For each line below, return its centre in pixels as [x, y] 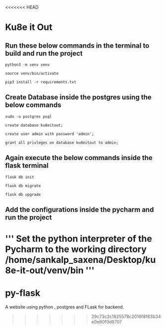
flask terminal [27, 166]
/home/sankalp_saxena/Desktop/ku [81, 260]
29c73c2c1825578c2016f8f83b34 [126, 317]
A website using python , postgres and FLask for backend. [65, 307]
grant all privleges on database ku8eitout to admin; [62, 143]
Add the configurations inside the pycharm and [80, 210]
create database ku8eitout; [34, 125]
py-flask [23, 293]
